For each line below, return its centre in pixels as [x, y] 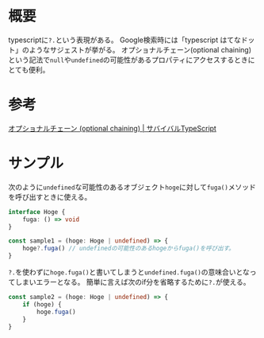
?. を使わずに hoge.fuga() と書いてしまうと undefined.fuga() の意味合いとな [129, 272]
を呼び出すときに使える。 [50, 196]
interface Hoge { [37, 212]
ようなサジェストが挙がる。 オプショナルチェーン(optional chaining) [140, 49]
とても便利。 [29, 69]
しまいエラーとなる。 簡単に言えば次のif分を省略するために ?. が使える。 [133, 282]
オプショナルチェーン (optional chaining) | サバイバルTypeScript [112, 128]
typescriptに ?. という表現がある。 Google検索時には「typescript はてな [125, 40]
